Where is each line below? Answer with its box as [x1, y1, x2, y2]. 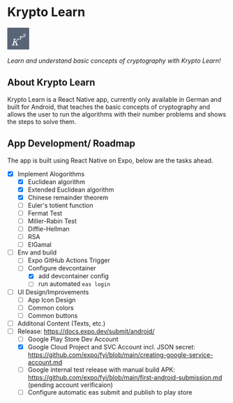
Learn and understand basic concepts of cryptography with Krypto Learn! [7, 56, 221, 65]
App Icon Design [27, 296, 76, 304]
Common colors [27, 303, 75, 312]
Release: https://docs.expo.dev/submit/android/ [17, 327, 155, 335]
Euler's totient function [27, 201, 93, 209]
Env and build [17, 248, 57, 257]
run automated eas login [38, 280, 110, 288]
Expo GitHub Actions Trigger [27, 256, 110, 265]
